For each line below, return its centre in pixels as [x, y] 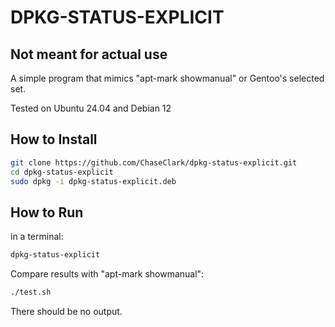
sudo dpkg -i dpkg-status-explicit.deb [93, 181]
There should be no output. [66, 311]
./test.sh [31, 292]
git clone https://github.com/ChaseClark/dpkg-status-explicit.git [154, 162]
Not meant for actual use [89, 54]
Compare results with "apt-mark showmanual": [107, 274]
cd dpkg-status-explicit [62, 172]
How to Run [47, 212]
